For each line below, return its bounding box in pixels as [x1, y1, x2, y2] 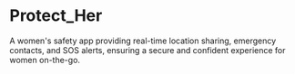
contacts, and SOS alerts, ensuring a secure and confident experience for [9, 44, 286, 55]
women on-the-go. [9, 54, 80, 65]
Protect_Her [9, 5, 103, 26]
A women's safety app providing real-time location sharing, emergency [9, 35, 277, 46]
